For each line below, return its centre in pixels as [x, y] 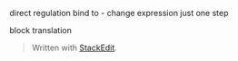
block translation [41, 30]
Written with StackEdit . [74, 48]
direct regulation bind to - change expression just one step [119, 13]
